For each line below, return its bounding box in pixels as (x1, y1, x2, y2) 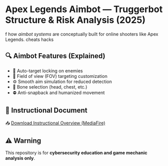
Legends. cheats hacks (5, 36, 54, 43)
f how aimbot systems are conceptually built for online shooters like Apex (5, 31, 158, 37)
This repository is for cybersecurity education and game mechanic (5, 150, 148, 156)
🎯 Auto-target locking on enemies (12, 67, 83, 74)
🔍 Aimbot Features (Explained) (5, 52, 106, 60)
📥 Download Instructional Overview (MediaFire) (5, 120, 105, 126)
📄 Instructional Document (5, 106, 88, 115)
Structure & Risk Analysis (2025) (5, 14, 146, 26)
